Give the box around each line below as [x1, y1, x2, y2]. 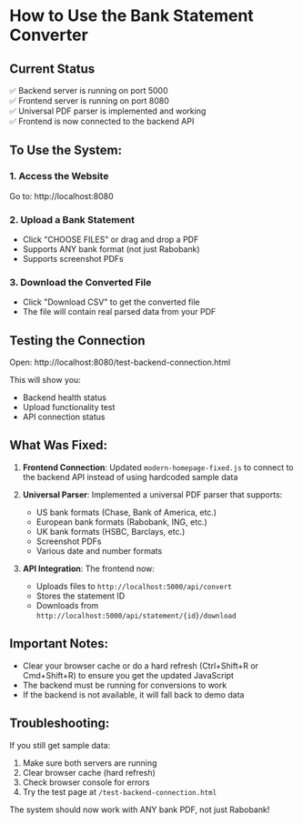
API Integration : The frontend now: [22, 563, 155, 574]
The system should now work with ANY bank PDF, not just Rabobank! [9, 804, 270, 815]
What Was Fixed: [9, 437, 107, 453]
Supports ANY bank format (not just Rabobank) [22, 243, 200, 255]
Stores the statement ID [35, 590, 126, 601]
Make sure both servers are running [22, 757, 157, 769]
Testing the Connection [9, 333, 146, 348]
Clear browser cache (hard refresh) [22, 767, 157, 778]
